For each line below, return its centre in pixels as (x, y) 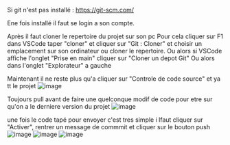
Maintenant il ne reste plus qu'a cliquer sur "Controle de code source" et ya (114, 79)
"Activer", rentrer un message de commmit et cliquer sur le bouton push (109, 127)
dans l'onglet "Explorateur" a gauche (59, 65)
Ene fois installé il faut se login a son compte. (71, 23)
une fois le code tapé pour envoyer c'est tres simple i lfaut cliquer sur (105, 120)
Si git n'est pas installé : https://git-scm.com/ (71, 10)
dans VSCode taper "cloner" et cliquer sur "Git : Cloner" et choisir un (105, 43)
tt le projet (22, 86)
